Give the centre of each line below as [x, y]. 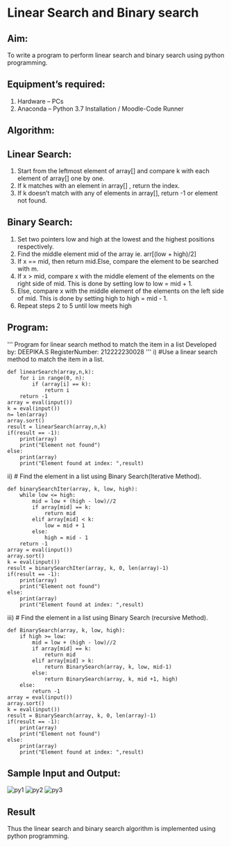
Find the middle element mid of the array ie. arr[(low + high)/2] [106, 254]
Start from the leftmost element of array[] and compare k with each [113, 171]
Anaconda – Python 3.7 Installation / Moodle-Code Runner [100, 109]
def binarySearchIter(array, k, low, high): [72, 489]
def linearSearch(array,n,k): [51, 372]
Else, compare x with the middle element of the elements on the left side [120, 291]
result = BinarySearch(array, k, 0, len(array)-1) [82, 715]
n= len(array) [28, 414]
